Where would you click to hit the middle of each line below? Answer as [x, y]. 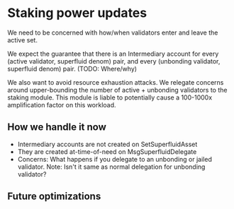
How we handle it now [57, 127]
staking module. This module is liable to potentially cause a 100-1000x [110, 97]
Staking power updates [77, 13]
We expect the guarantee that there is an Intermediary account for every [113, 54]
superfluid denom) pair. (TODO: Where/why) [72, 68]
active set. [22, 40]
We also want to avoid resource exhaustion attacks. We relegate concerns [116, 82]
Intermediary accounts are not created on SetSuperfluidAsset [107, 144]
